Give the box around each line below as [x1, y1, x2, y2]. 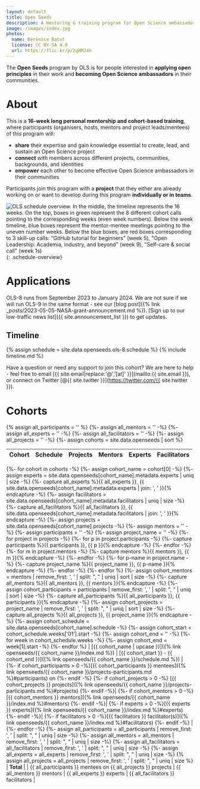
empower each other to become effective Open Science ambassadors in [14, 167, 194, 174]
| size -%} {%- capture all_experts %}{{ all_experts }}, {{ [6, 478, 145, 485]
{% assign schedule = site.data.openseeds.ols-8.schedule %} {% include [6, 346, 186, 353]
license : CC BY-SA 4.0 [11, 42, 68, 48]
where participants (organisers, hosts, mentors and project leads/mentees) [6, 124, 190, 131]
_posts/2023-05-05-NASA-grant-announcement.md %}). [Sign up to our [6, 307, 185, 314]
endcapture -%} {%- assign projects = [6, 516, 101, 523]
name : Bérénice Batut [11, 36, 65, 42]
